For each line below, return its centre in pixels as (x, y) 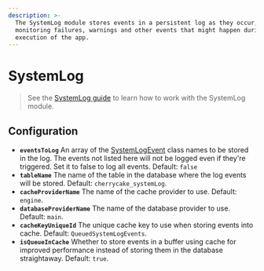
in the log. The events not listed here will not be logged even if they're (132, 158)
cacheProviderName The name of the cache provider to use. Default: (128, 192)
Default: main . (41, 216)
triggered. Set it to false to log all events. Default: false (108, 167)
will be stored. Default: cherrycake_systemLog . (93, 183)
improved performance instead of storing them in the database (121, 250)
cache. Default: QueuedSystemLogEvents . (83, 233)
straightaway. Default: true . (64, 258)
